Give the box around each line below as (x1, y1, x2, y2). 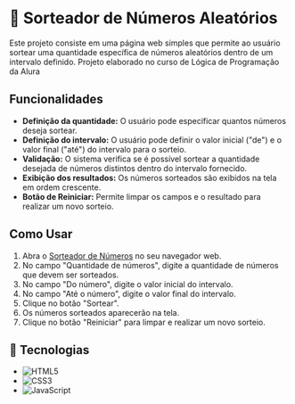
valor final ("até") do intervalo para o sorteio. (21, 144, 187, 154)
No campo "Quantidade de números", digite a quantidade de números (21, 260, 279, 270)
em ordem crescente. (21, 182, 102, 193)
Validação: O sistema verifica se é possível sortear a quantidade (21, 153, 260, 164)
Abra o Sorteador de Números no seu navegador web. (21, 250, 222, 261)
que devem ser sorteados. (21, 269, 119, 280)
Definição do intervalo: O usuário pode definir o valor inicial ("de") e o (21, 134, 283, 145)
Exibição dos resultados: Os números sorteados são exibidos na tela (21, 172, 277, 183)
